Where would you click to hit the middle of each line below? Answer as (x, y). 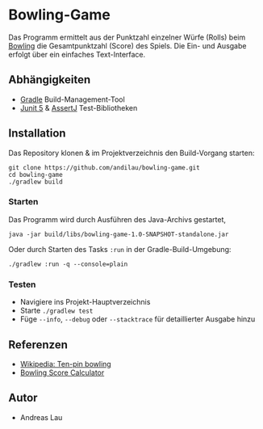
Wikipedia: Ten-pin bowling (65, 364)
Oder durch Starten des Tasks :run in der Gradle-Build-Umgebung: (120, 249)
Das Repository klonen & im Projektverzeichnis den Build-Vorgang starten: (132, 153)
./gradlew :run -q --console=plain (68, 264)
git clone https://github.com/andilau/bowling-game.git (104, 167)
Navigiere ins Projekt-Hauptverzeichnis (85, 302)
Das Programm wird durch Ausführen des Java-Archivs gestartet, (117, 219)
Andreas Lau (41, 417)
